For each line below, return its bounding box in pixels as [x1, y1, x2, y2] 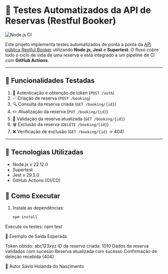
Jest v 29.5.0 [12, 172, 39, 178]
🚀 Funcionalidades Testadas [5, 76, 95, 85]
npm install [12, 214, 37, 219]
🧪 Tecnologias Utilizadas [5, 148, 83, 156]
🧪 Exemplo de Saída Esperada [5, 233, 67, 239]
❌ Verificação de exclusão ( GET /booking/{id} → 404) [12, 128, 124, 134]
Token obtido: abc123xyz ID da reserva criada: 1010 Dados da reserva [5, 243, 149, 249]
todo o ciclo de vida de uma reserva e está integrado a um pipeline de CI [5, 52, 155, 58]
